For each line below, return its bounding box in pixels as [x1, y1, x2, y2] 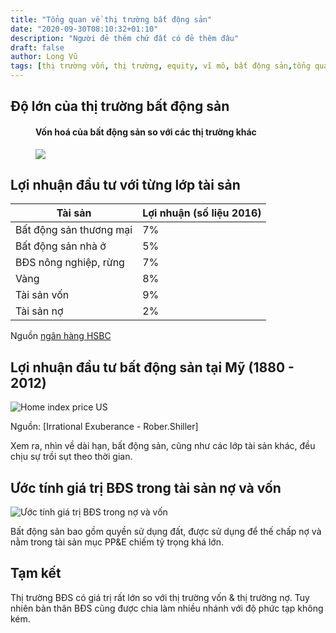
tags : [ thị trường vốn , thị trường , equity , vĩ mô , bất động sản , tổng [10, 61, 311, 71]
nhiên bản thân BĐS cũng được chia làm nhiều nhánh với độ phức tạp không [10, 602, 324, 614]
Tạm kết [10, 565, 62, 582]
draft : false [10, 42, 65, 53]
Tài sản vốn [15, 288, 70, 302]
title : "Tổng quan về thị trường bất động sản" [10, 14, 213, 25]
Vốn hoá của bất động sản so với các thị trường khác [35, 126, 257, 138]
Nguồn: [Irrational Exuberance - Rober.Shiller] [10, 421, 199, 433]
